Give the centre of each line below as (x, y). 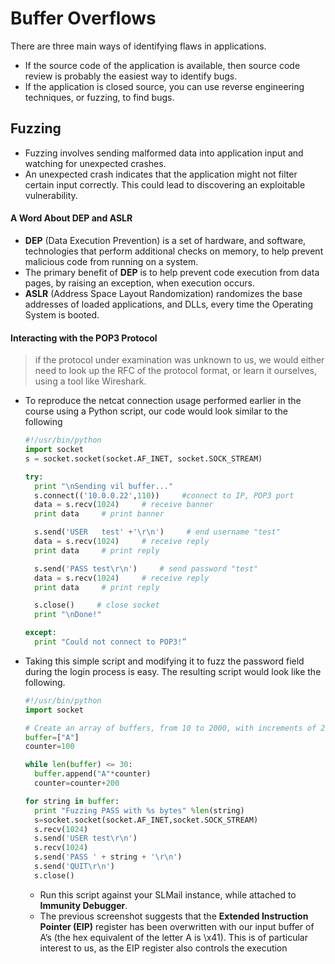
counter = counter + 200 (77, 783)
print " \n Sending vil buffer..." (104, 486)
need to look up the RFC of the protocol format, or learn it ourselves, (175, 371)
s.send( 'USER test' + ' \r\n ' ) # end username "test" (157, 532)
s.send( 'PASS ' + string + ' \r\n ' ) (108, 857)
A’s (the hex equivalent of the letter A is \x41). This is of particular (173, 937)
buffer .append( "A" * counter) (93, 774)
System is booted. (62, 314)
